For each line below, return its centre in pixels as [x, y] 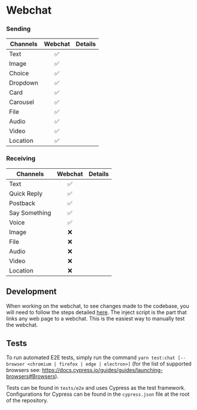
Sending [18, 29]
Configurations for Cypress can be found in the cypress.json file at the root [98, 394]
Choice [19, 73]
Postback [22, 203]
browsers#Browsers [31, 376]
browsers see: [24, 370]
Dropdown [24, 83]
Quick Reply [26, 193]
